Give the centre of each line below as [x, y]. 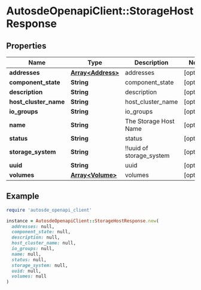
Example [23, 196]
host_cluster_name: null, [44, 243]
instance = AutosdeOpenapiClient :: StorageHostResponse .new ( [83, 221]
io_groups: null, [33, 249]
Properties [26, 46]
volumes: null [29, 276]
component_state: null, [41, 232]
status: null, [29, 260]
